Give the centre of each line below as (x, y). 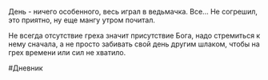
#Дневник (26, 68)
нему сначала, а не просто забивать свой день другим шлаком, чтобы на (134, 44)
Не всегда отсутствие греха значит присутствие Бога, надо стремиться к (134, 36)
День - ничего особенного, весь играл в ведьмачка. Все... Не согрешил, (133, 12)
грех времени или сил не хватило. (67, 52)
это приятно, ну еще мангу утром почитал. (82, 20)
